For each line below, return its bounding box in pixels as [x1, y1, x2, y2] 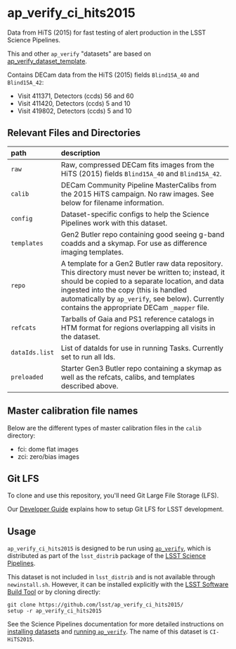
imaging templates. [60, 247, 124, 256]
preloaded [11, 373, 44, 381]
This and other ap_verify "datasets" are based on [7, 49, 152, 58]
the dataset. [60, 331, 100, 341]
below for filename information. [60, 197, 164, 207]
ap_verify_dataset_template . [7, 56, 88, 65]
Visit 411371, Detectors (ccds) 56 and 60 [17, 92, 134, 100]
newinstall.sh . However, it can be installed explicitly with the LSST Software [7, 580, 229, 589]
